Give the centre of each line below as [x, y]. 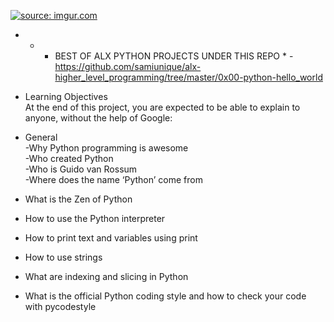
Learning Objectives [66, 96]
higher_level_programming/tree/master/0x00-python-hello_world [188, 77]
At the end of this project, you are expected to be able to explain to [162, 107]
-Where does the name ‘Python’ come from [113, 179]
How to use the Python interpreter [95, 218]
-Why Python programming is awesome [106, 148]
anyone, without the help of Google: [98, 118]
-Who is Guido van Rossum [81, 169]
